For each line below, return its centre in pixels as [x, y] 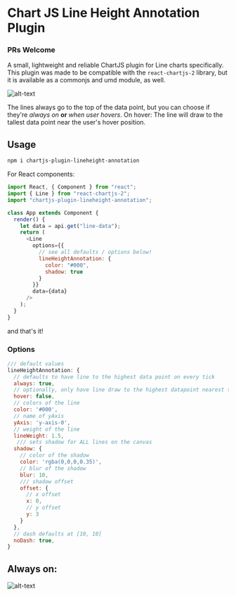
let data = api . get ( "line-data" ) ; [70, 226]
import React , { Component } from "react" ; [72, 187]
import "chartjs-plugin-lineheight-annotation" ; [80, 200]
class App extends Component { [53, 213]
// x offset [43, 495]
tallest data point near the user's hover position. [77, 122]
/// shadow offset [47, 481]
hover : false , [34, 397]
